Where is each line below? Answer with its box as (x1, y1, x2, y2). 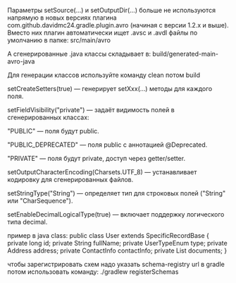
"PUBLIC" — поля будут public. (7, 127, 100, 135)
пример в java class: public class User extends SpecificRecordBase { (7, 231, 209, 239)
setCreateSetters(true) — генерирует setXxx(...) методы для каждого (7, 85, 213, 92)
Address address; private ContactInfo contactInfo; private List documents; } (7, 246, 228, 255)
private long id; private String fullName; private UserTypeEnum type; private (7, 239, 228, 247)
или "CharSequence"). (7, 197, 73, 205)
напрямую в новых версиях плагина (7, 13, 118, 22)
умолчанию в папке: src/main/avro (7, 36, 111, 44)
